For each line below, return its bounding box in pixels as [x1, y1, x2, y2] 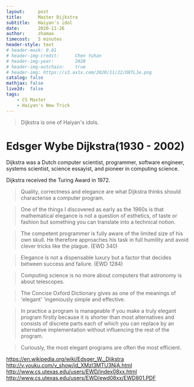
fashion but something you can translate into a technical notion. [20, 219, 176, 226]
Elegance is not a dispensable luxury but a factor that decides [20, 254, 172, 261]
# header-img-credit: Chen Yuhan [6, 53, 102, 59]
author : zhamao [6, 31, 54, 37]
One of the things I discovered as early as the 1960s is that [20, 206, 164, 213]
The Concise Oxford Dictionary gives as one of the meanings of [20, 290, 176, 297]
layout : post [6, 8, 49, 15]
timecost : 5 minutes [6, 36, 62, 42]
